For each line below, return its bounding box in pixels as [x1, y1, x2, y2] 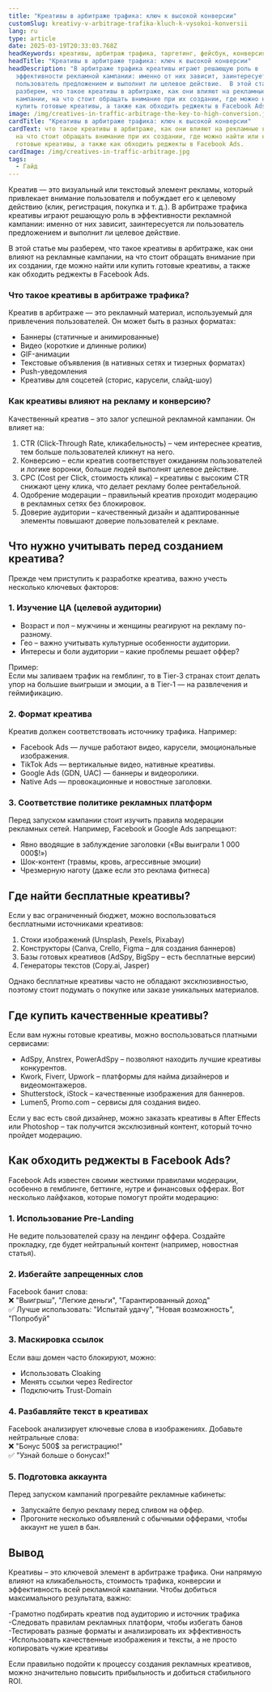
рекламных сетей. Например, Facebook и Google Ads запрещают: [8, 824, 237, 834]
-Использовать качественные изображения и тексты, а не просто [8, 1634, 237, 1645]
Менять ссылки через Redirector [19, 1377, 134, 1386]
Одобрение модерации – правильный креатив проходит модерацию [19, 489, 258, 499]
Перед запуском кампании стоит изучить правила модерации [8, 815, 224, 825]
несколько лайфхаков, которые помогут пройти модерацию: [8, 1192, 219, 1202]
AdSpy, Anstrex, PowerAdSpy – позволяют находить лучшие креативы [19, 1054, 261, 1064]
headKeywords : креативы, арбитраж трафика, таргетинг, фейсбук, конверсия [8, 49, 266, 58]
